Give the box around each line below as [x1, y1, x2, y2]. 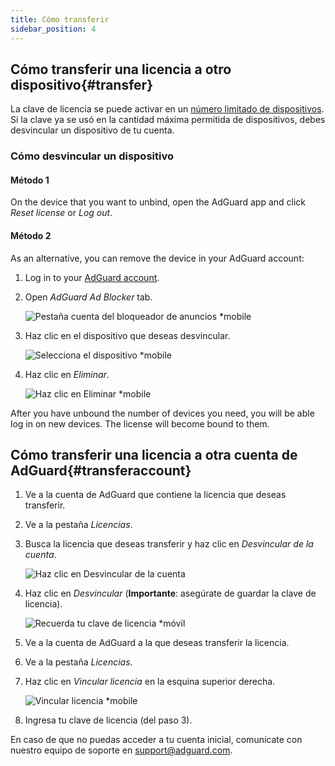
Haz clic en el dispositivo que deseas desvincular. [24, 329, 231, 341]
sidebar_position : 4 [10, 24, 97, 34]
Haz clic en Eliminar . [24, 368, 110, 380]
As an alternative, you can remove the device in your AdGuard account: [10, 252, 305, 264]
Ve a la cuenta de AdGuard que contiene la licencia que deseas [24, 489, 287, 501]
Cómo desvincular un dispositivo [10, 149, 174, 163]
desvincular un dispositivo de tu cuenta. [10, 124, 175, 136]
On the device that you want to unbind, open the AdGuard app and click [10, 196, 307, 208]
